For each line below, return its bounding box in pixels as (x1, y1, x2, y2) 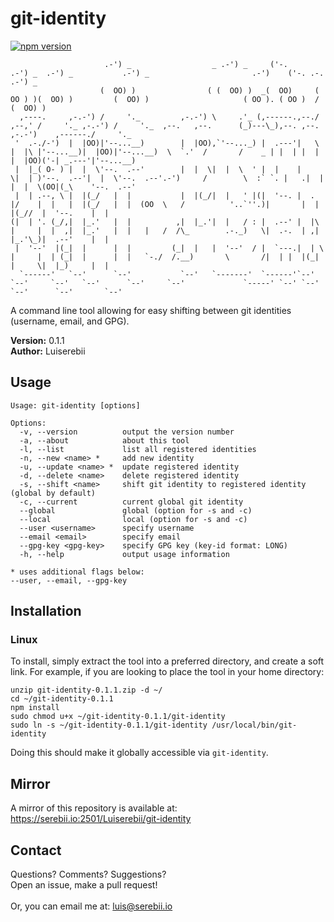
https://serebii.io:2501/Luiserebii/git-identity (10, 813, 192, 825)
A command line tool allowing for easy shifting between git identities (10, 304, 292, 316)
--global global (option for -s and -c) (19, 505, 253, 516)
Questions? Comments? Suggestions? (10, 868, 167, 881)
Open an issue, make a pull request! (10, 879, 158, 891)
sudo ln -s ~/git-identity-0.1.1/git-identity (10, 720, 208, 731)
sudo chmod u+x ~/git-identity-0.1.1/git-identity (10, 712, 226, 722)
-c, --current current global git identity (19, 497, 244, 507)
